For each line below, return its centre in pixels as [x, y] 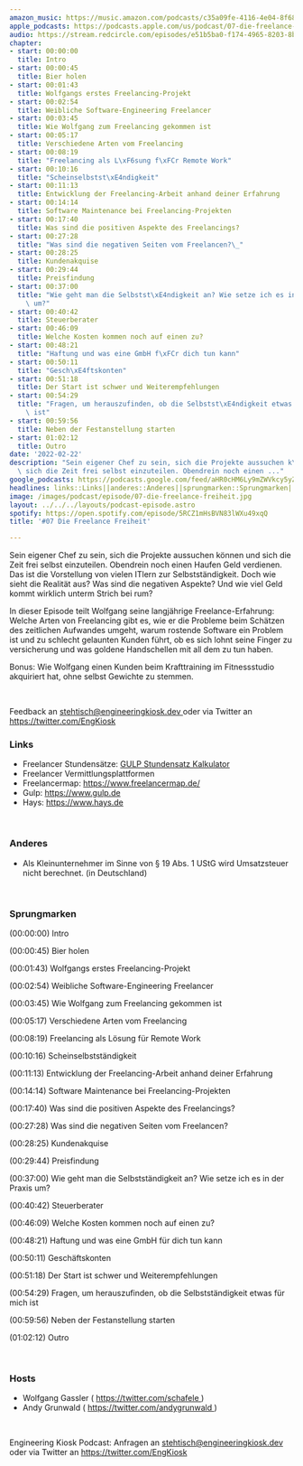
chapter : [26, 43]
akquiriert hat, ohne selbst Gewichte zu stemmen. [101, 677]
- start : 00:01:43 [44, 85]
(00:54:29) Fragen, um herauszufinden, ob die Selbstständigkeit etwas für [147, 1293]
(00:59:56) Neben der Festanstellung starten [92, 1321]
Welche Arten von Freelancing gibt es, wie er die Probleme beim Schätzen [147, 621]
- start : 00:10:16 [44, 169]
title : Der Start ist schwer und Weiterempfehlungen [119, 388]
